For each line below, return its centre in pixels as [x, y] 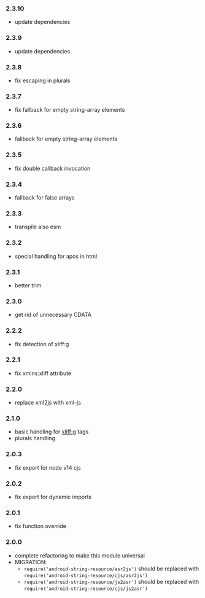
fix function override [41, 526]
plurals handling [35, 438]
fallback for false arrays [44, 198]
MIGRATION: [31, 562]
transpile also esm [38, 227]
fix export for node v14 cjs [48, 467]
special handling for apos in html [56, 256]
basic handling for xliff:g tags [52, 432]
